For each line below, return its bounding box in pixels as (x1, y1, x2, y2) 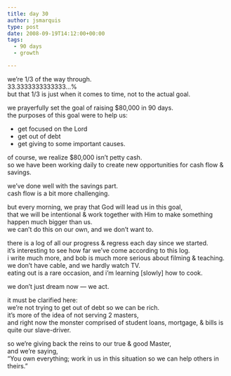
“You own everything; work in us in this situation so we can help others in (7, 354, 219, 363)
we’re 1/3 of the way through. (7, 74, 92, 83)
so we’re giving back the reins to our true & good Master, (7, 339, 172, 348)
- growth (13, 50, 39, 57)
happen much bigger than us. (7, 217, 93, 226)
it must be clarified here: (7, 296, 78, 304)
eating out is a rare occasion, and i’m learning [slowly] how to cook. (7, 268, 203, 277)
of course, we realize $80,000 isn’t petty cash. (7, 153, 143, 162)
